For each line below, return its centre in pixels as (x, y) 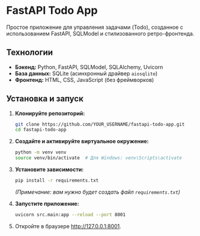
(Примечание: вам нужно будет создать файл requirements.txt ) (97, 192)
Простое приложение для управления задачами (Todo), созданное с (95, 27)
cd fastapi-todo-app (41, 130)
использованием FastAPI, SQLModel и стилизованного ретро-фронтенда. (100, 33)
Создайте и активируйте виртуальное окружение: (82, 141)
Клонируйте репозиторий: (50, 113)
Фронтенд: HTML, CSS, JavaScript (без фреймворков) (84, 79)
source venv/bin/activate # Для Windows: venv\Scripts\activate (98, 158)
